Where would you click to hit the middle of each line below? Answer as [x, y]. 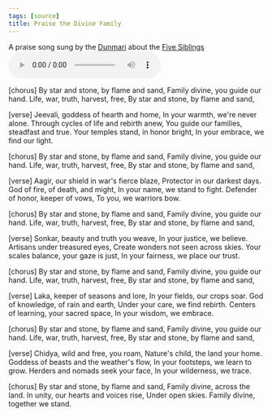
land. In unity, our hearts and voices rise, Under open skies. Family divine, [132, 395]
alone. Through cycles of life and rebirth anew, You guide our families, [125, 123]
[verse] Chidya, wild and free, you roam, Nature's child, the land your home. [135, 353]
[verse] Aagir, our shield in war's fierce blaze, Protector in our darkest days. [135, 181]
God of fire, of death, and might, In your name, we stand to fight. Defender [133, 189]
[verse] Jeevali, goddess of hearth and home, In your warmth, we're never [133, 114]
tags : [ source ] [34, 16]
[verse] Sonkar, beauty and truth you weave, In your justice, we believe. [128, 238]
